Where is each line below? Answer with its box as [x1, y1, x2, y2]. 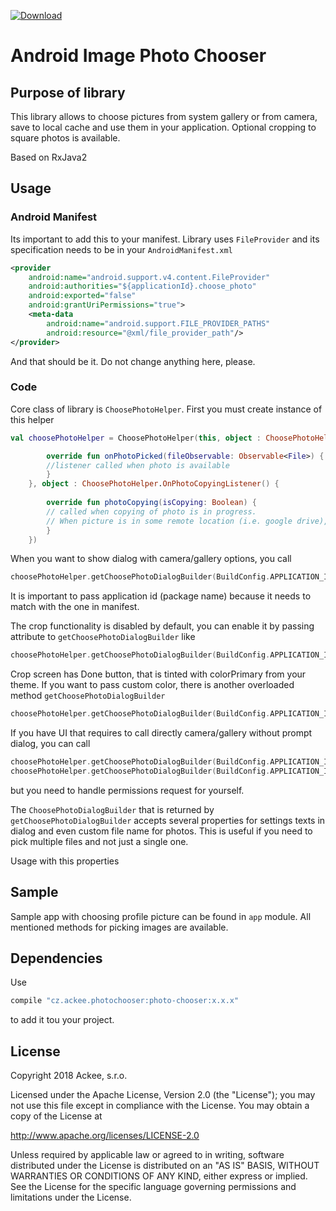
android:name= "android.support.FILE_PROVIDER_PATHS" [46, 318, 271, 329]
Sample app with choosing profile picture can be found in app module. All [10, 910, 312, 922]
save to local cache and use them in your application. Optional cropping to [10, 121, 317, 133]
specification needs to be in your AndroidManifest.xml [10, 243, 233, 255]
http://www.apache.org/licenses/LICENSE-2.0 [10, 1130, 200, 1142]
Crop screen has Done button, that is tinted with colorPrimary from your [10, 668, 307, 680]
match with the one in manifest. [10, 601, 140, 613]
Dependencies [10, 950, 103, 967]
